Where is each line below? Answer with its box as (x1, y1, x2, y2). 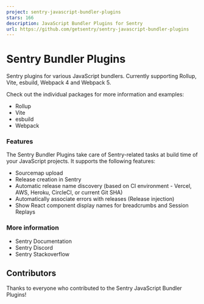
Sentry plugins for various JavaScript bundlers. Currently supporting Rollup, (6, 73, 197, 80)
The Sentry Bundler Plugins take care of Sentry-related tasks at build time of (6, 151, 198, 159)
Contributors (6, 268, 57, 278)
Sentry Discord (15, 244, 53, 251)
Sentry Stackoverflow (15, 250, 70, 258)
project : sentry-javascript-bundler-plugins (6, 9, 121, 15)
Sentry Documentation (15, 237, 72, 245)
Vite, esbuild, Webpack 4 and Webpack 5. (6, 79, 111, 86)
